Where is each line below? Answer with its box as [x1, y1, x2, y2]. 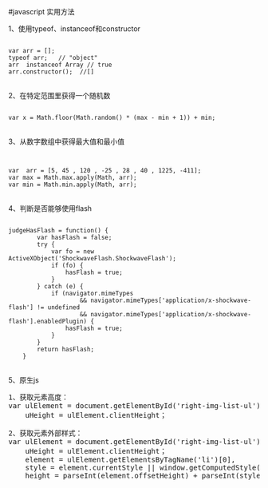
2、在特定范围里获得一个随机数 [8, 91, 111, 100]
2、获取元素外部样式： [8, 429, 83, 438]
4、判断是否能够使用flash [8, 204, 93, 213]
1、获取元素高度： [8, 393, 69, 402]
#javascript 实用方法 [8, 7, 75, 16]
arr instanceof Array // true [8, 61, 112, 69]
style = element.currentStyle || [25, 463, 156, 472]
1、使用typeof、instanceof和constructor [8, 24, 141, 34]
